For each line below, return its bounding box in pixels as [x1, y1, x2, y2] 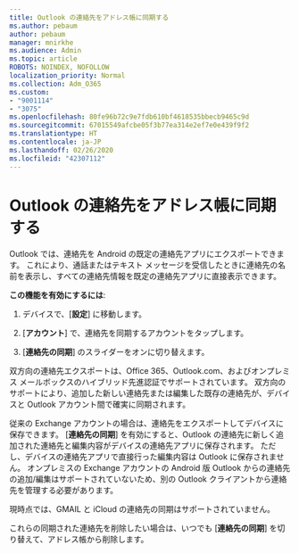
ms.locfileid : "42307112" [9, 153, 105, 163]
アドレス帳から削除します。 [47, 534, 149, 545]
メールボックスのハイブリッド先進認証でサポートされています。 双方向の [19, 376, 287, 388]
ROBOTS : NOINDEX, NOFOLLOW [9, 63, 110, 72]
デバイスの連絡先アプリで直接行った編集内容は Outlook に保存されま [24, 451, 277, 462]
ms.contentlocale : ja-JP [9, 137, 102, 146]
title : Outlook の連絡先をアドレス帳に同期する [9, 12, 170, 22]
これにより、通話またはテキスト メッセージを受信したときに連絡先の [26, 260, 278, 270]
